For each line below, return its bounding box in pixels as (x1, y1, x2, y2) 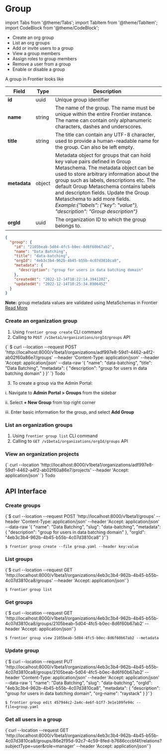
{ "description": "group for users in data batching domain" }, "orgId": (5, 529, 146, 535)
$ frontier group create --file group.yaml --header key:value (5, 544, 139, 549)
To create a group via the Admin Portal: (12, 380, 93, 386)
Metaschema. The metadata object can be (55, 164, 154, 171)
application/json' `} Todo (5, 473, 56, 479)
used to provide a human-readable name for (55, 137, 159, 144)
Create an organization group (5, 317, 78, 324)
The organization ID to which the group (55, 216, 147, 223)
